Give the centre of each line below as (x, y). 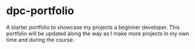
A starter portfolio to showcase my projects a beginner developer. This (93, 27)
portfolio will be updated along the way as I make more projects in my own (98, 33)
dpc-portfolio (40, 11)
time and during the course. (40, 40)
